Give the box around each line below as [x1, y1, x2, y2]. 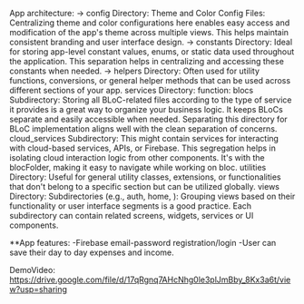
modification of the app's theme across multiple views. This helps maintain [9, 27, 289, 37]
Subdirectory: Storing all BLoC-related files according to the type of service [9, 94, 292, 105]
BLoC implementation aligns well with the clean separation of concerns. [9, 123, 278, 134]
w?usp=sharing [9, 284, 68, 294]
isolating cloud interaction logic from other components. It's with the [9, 152, 265, 162]
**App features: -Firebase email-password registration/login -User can [9, 238, 277, 248]
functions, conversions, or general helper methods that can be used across [9, 75, 291, 85]
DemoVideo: [9, 265, 56, 275]
